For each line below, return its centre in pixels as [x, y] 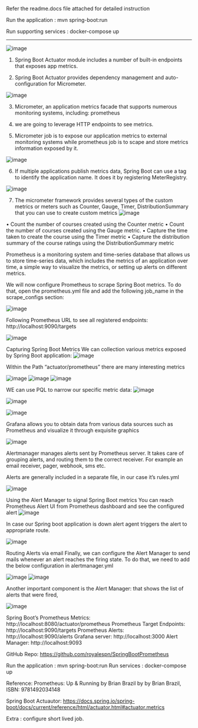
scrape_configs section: [35, 297]
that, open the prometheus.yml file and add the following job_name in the [95, 291]
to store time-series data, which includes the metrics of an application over [97, 261]
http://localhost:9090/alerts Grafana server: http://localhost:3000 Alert [92, 636]
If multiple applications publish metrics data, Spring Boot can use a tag [100, 171]
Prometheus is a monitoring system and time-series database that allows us [98, 254]
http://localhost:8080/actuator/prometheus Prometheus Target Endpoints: [96, 624]
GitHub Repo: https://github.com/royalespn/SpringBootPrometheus [88, 654]
